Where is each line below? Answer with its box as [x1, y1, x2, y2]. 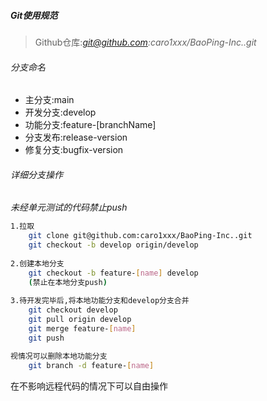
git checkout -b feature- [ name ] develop [28, 268, 199, 278]
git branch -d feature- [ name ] [28, 360, 155, 370]
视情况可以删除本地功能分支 [10, 351, 108, 361]
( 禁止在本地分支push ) [28, 277, 108, 287]
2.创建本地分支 [10, 258, 65, 269]
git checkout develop [28, 305, 118, 315]
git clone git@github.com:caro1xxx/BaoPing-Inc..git [28, 231, 253, 241]
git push [28, 333, 65, 343]
